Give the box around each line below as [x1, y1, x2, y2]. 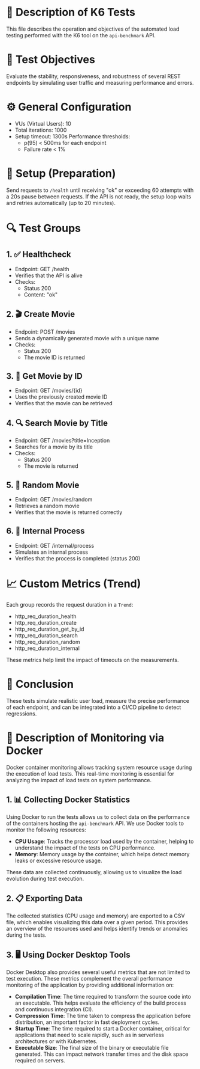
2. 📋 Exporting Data [6, 893, 83, 904]
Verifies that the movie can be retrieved [14, 400, 113, 407]
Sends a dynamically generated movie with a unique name [14, 334, 159, 342]
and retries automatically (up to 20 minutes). [6, 199, 116, 206]
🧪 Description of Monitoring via [6, 731, 165, 744]
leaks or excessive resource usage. [14, 857, 102, 865]
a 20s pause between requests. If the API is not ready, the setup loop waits [6, 192, 192, 200]
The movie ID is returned [23, 354, 85, 361]
